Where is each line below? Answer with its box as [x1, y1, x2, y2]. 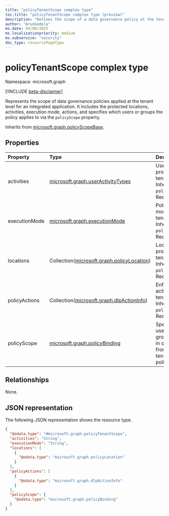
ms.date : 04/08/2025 [5, 26, 49, 31]
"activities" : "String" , [10, 436, 62, 441]
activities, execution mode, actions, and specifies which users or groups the [5, 109, 163, 115]
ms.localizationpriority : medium [5, 31, 75, 36]
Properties [5, 139, 39, 147]
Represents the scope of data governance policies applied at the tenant [5, 98, 153, 104]
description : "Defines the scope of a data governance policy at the [5, 17, 154, 22]
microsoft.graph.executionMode [49, 217, 125, 224]
